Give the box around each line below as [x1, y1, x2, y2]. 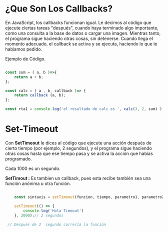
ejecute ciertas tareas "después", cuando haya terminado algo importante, [5, 24, 158, 30]
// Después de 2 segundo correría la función [7, 222, 106, 227]
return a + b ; [14, 74, 43, 79]
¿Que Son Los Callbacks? [5, 3, 113, 14]
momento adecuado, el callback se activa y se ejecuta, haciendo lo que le [5, 40, 157, 46]
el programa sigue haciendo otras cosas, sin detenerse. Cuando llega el [5, 35, 153, 41]
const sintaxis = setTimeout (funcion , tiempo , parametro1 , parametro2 [14, 194, 164, 199]
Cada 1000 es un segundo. [5, 165, 61, 171]
